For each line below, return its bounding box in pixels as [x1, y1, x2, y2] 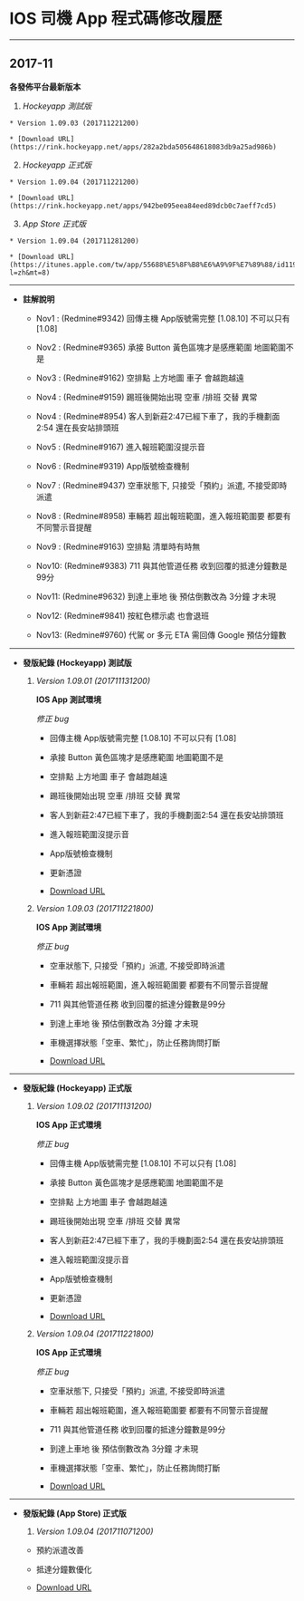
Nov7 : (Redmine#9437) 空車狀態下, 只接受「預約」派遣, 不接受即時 [35, 479, 288, 490]
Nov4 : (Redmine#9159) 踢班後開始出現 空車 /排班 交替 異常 [35, 391, 258, 402]
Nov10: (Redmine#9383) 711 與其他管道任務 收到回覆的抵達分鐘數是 [35, 560, 288, 571]
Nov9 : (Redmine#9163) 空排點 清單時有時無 [35, 541, 201, 552]
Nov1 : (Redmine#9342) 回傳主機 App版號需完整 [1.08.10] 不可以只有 [35, 313, 291, 323]
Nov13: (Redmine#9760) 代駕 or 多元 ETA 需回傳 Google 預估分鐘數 [35, 629, 287, 640]
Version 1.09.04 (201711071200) [35, 1526, 154, 1537]
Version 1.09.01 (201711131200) [35, 675, 151, 686]
